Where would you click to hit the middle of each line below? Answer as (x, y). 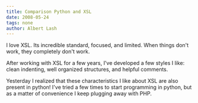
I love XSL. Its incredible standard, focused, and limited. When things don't (98, 45)
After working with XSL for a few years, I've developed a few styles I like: (95, 63)
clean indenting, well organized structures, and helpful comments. (87, 70)
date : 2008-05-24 (28, 17)
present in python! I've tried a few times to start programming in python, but (99, 88)
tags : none (20, 23)
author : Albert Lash (32, 28)
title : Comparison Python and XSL (49, 12)
